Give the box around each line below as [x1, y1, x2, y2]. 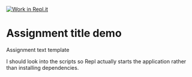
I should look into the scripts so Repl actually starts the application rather [6, 57, 187, 65]
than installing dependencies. [6, 64, 79, 71]
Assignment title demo [6, 27, 122, 40]
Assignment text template [6, 46, 70, 53]
